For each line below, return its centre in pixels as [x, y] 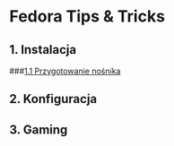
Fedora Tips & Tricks [87, 17]
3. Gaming [39, 129]
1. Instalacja [43, 50]
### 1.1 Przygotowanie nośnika [65, 71]
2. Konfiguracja [53, 99]
